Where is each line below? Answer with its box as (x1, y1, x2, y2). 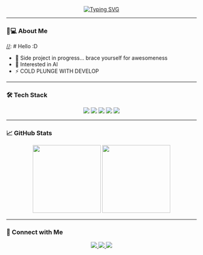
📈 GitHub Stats (6, 128, 53, 137)
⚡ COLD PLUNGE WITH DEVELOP (14, 68, 100, 75)
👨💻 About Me (6, 27, 48, 35)
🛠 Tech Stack (6, 91, 48, 99)
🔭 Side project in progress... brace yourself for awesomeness (14, 54, 168, 61)
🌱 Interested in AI (14, 61, 59, 68)
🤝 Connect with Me (6, 228, 63, 236)
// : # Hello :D (6, 43, 38, 50)
